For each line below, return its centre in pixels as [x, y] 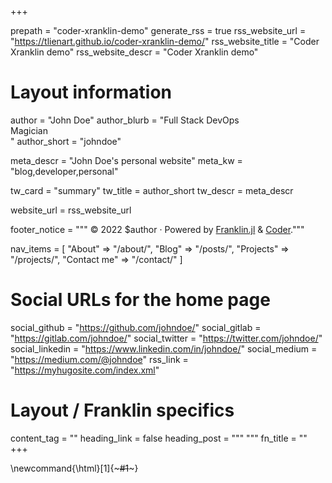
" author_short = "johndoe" [66, 141]
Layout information [91, 92]
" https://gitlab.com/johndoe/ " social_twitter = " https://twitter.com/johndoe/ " [166, 338]
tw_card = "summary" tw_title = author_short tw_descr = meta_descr [152, 190]
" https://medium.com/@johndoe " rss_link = [99, 359]
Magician [29, 130]
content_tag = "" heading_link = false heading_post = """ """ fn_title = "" [159, 438]
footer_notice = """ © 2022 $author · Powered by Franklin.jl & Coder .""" [157, 229]
